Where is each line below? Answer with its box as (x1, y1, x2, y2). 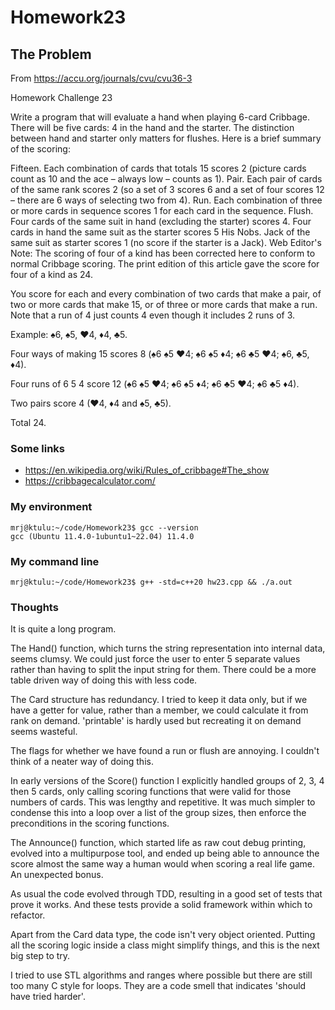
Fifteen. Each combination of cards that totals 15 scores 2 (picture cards (10, 162, 307, 174)
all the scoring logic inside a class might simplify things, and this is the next (10, 939, 320, 951)
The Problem (10, 46, 92, 63)
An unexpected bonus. (10, 869, 104, 881)
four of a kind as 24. (10, 269, 93, 280)
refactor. (10, 909, 46, 921)
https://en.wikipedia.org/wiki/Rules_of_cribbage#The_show (24, 464, 270, 476)
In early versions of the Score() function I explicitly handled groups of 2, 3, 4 (10, 775, 325, 787)
